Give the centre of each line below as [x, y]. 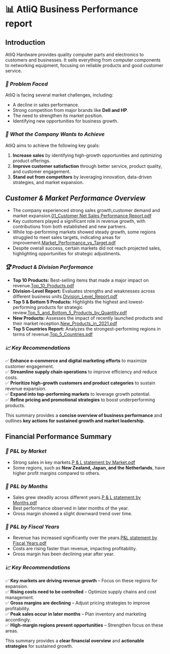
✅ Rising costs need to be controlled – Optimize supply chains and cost [81, 591]
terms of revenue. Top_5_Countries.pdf [53, 334]
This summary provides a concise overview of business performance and [84, 415]
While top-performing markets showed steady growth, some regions [84, 232]
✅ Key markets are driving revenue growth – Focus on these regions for [81, 580]
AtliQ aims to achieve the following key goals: [53, 145]
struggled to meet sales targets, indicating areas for [66, 237]
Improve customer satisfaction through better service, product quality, [87, 166]
